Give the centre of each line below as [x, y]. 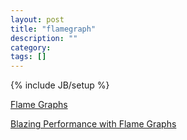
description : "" [44, 38]
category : [31, 47]
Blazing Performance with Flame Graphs [93, 124]
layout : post [37, 19]
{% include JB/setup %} [60, 85]
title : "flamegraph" [53, 29]
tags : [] [28, 57]
